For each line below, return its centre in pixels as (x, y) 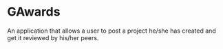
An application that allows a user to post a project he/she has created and (112, 31)
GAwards (34, 12)
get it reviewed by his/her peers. (53, 37)
